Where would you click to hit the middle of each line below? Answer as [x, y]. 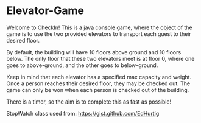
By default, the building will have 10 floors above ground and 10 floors [94, 52]
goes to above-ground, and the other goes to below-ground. [82, 65]
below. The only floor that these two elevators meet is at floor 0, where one [100, 58]
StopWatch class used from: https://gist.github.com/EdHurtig [83, 113]
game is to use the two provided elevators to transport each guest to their [99, 33]
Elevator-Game [45, 11]
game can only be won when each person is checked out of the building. [98, 90]
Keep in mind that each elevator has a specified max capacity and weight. [99, 77]
